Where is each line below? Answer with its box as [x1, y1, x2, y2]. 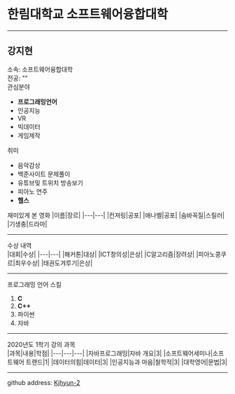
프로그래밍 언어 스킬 [7, 280, 62, 288]
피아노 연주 [17, 187, 48, 196]
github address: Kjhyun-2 [7, 378, 80, 386]
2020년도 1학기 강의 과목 [7, 340, 76, 348]
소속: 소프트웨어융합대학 [7, 64, 73, 74]
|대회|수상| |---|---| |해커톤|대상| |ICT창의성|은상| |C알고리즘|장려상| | [7, 250, 199, 258]
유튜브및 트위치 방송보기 [17, 178, 84, 186]
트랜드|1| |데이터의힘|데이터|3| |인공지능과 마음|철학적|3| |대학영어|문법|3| [25, 358, 227, 366]
